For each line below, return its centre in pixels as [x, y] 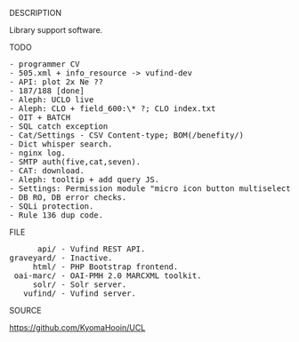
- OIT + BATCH [40, 118]
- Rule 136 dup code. [57, 215]
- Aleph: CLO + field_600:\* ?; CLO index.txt [113, 109]
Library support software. [56, 30]
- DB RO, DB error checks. [68, 198]
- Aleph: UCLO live [52, 100]
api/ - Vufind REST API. [91, 249]
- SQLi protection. [52, 207]
